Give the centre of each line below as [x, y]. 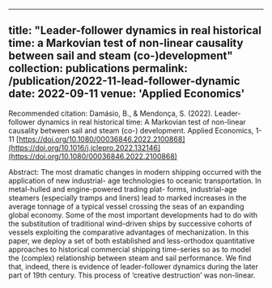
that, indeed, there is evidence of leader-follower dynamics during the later [134, 266]
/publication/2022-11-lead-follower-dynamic [124, 81]
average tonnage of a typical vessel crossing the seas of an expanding [126, 206]
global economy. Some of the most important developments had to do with [133, 214]
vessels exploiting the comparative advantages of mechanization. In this [129, 232]
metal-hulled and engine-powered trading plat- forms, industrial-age [123, 189]
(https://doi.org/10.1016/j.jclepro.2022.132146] [85, 147]
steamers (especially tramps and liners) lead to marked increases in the [127, 197]
